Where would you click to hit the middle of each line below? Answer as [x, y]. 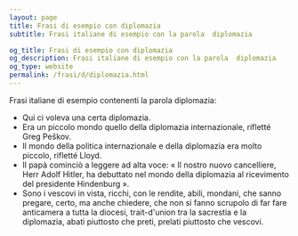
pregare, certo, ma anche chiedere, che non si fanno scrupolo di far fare [154, 202]
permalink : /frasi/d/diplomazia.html [79, 75]
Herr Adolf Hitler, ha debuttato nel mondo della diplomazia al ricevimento [155, 174]
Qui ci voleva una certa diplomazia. [86, 118]
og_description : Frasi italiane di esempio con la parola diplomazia [143, 59]
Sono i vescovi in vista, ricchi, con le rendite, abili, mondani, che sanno [152, 193]
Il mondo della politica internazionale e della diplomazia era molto [142, 146]
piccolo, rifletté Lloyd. [62, 155]
